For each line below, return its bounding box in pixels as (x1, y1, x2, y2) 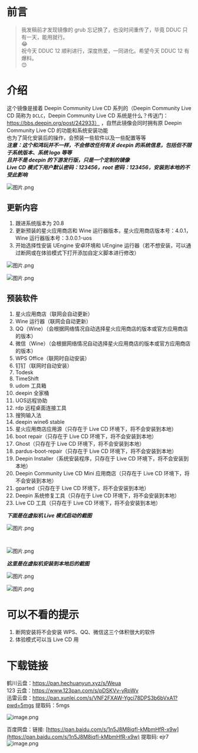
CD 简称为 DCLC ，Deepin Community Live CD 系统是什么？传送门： (6, 112, 169, 119)
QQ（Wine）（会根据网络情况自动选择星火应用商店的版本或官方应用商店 (15, 325, 188, 332)
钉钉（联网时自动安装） (15, 362, 72, 369)
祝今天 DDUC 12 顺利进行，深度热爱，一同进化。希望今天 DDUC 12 (21, 47, 183, 54)
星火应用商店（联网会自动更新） (15, 310, 93, 317)
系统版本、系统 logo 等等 (11, 149, 72, 156)
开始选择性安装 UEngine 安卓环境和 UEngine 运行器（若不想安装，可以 (15, 242, 186, 249)
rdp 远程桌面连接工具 (15, 404, 67, 411)
